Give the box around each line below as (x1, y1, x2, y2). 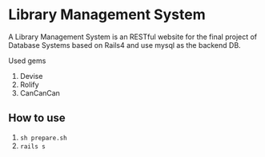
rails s (19, 142, 46, 151)
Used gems (8, 56, 46, 65)
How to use (8, 112, 66, 125)
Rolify (19, 80, 39, 89)
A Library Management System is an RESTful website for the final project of (8, 32, 258, 41)
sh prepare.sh (19, 134, 67, 142)
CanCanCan (19, 88, 60, 97)
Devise (19, 71, 43, 80)
